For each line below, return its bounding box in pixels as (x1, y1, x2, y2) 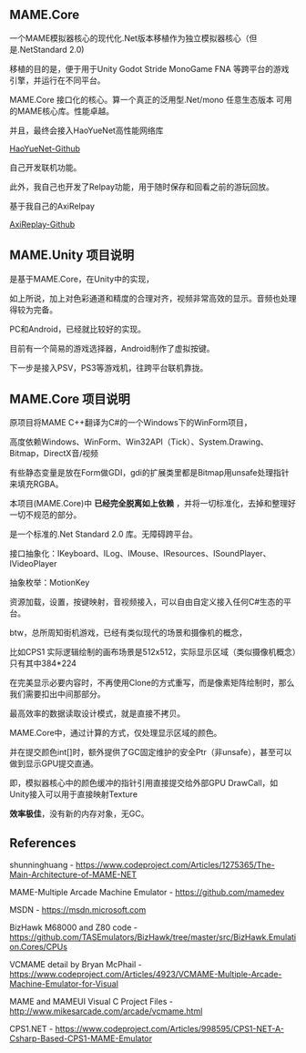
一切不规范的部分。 (9, 509, 82, 520)
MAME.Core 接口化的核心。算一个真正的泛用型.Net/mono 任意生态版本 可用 (9, 94, 293, 105)
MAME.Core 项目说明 (9, 392, 130, 407)
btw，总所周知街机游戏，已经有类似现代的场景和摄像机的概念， (9, 628, 248, 639)
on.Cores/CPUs (9, 942, 68, 953)
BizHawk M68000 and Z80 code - (9, 922, 138, 933)
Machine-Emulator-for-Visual (9, 978, 118, 989)
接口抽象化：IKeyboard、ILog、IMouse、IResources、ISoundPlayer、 (9, 548, 271, 559)
